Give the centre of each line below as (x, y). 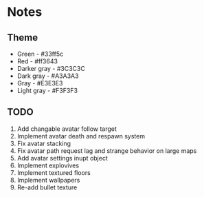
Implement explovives (48, 165)
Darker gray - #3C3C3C (51, 69)
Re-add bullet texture (47, 187)
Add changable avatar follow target (67, 129)
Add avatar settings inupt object (62, 158)
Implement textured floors (54, 172)
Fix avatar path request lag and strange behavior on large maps (107, 151)
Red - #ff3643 (37, 61)
